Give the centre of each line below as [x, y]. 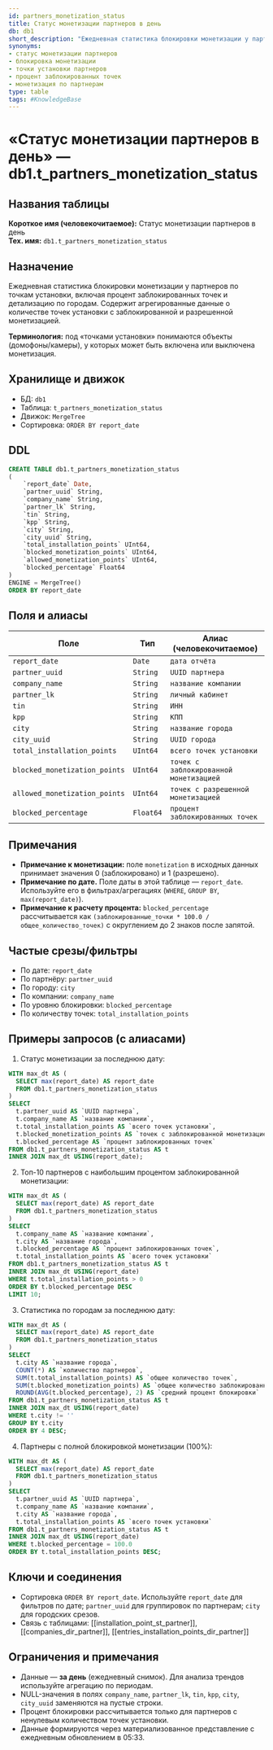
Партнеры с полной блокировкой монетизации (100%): [116, 1446]
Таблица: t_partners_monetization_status [91, 407]
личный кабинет [199, 695]
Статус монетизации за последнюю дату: [92, 1058]
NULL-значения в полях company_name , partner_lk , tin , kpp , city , [130, 1694]
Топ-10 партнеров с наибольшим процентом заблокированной [130, 1172]
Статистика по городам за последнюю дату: [97, 1310]
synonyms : [25, 46]
